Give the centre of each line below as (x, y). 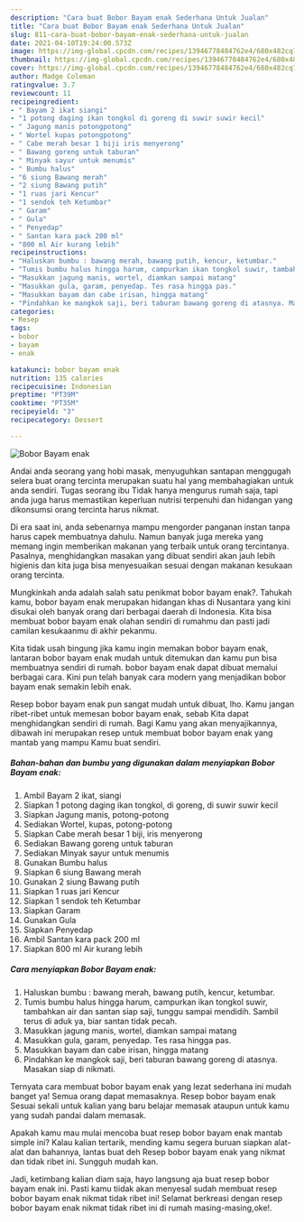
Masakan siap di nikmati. (69, 1069)
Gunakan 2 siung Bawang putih (81, 882)
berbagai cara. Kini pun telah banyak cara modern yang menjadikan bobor (148, 677)
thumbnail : (31, 60)
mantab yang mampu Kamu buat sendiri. (86, 742)
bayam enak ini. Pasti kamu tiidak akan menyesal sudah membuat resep (144, 1189)
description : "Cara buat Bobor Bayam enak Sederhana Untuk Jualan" (140, 18)
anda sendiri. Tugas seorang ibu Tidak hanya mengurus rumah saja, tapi (144, 490)
